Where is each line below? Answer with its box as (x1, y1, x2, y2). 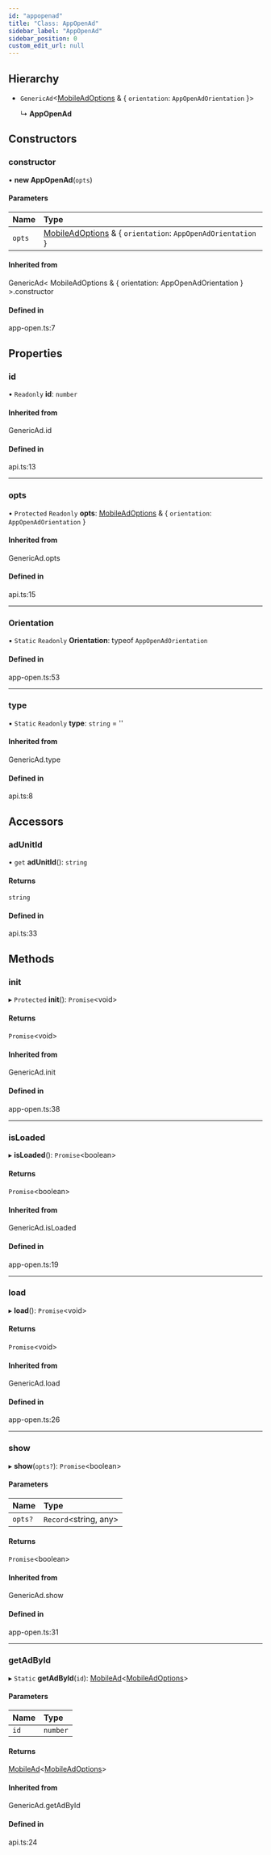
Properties (8, 347, 63, 360)
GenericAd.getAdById (8, 1801, 81, 1811)
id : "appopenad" (8, 11, 63, 20)
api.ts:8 (8, 791, 34, 801)
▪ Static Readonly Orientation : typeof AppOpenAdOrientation (8, 636, 208, 646)
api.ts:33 (8, 928, 38, 938)
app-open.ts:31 (8, 1627, 59, 1637)
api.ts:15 (8, 590, 36, 599)
